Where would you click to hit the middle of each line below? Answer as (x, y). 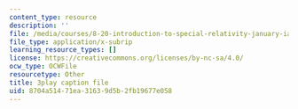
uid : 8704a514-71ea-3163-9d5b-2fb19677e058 (91, 91)
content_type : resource (53, 17)
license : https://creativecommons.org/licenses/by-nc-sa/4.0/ (126, 58)
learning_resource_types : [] (63, 50)
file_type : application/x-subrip (71, 42)
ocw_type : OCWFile (43, 67)
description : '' (39, 25)
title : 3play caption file (59, 83)
